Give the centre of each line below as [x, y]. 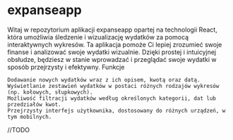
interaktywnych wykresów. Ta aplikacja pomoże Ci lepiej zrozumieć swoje [115, 44]
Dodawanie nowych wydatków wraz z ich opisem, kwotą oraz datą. [104, 79]
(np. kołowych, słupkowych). [50, 92]
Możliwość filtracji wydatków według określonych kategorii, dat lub [112, 98]
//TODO [19, 129]
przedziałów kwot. [34, 104]
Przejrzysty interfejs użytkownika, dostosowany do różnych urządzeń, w [116, 110]
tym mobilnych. [30, 117]
